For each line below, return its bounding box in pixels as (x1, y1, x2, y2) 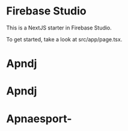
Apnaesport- (6, 112, 72, 126)
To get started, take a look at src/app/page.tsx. (6, 35, 123, 43)
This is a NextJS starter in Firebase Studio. (6, 24, 112, 31)
